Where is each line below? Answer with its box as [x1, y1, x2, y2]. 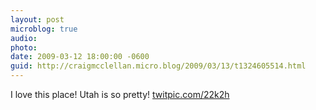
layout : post [10, 14, 65, 25]
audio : [10, 33, 38, 43]
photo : [10, 42, 38, 53]
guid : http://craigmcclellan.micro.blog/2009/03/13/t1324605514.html [10, 61, 307, 71]
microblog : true [10, 24, 78, 34]
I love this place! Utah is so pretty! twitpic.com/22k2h [10, 89, 230, 100]
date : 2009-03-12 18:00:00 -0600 [10, 52, 150, 62]
